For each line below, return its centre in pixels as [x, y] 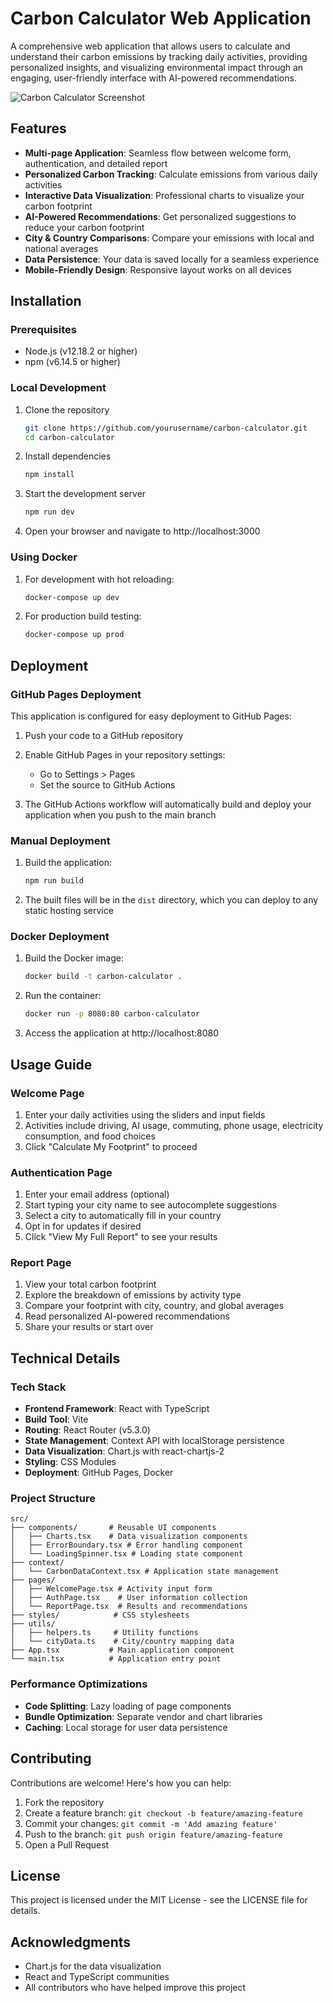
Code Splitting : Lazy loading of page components [128, 1706]
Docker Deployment [60, 937]
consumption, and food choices [90, 1136]
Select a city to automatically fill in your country [123, 1216]
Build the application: [68, 863]
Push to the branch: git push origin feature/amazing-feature [153, 1834]
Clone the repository [67, 409]
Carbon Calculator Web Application [161, 18]
